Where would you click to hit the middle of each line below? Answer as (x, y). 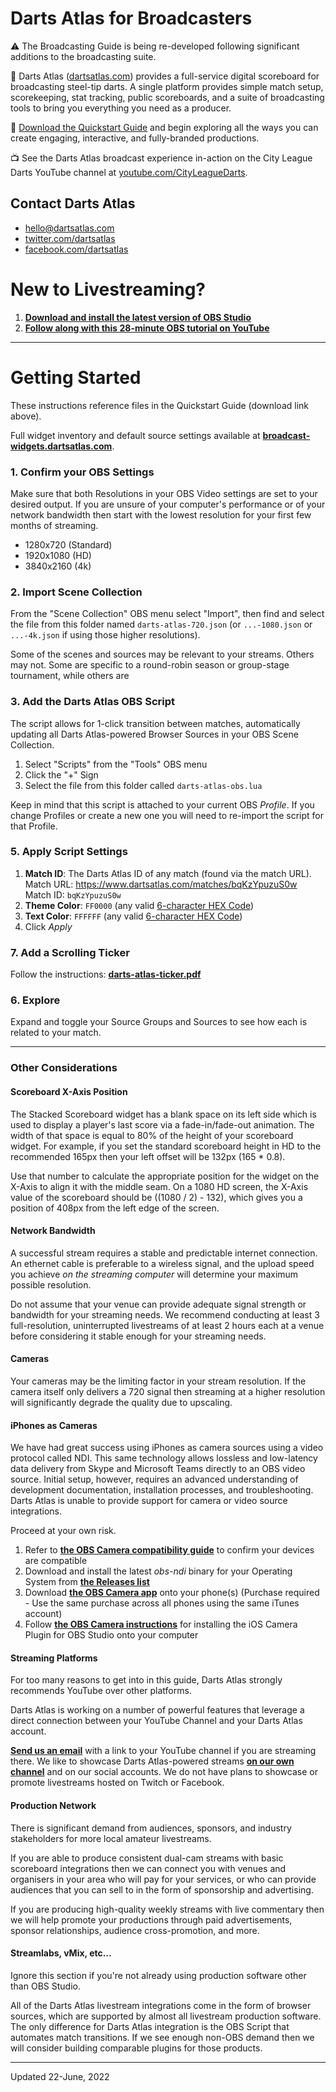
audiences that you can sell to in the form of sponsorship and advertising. (162, 1889)
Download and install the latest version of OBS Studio (138, 317)
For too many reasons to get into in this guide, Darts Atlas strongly (146, 1680)
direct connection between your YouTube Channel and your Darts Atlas (156, 1721)
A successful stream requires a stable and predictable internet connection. (164, 1253)
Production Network (53, 1805)
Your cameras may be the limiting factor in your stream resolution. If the (158, 1381)
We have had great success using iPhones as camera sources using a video (167, 1448)
